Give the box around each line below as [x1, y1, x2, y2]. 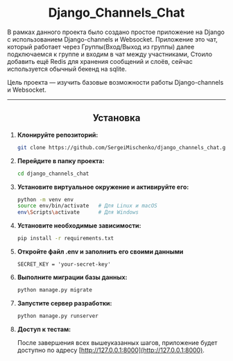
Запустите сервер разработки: [17, 299, 112, 307]
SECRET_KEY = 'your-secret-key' [17, 261, 111, 268]
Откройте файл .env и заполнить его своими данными [17, 248, 184, 255]
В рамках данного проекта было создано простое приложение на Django [7, 28, 225, 36]
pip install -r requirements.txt [17, 235, 114, 242]
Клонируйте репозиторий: [17, 131, 98, 139]
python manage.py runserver [17, 312, 98, 319]
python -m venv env [17, 196, 74, 203]
